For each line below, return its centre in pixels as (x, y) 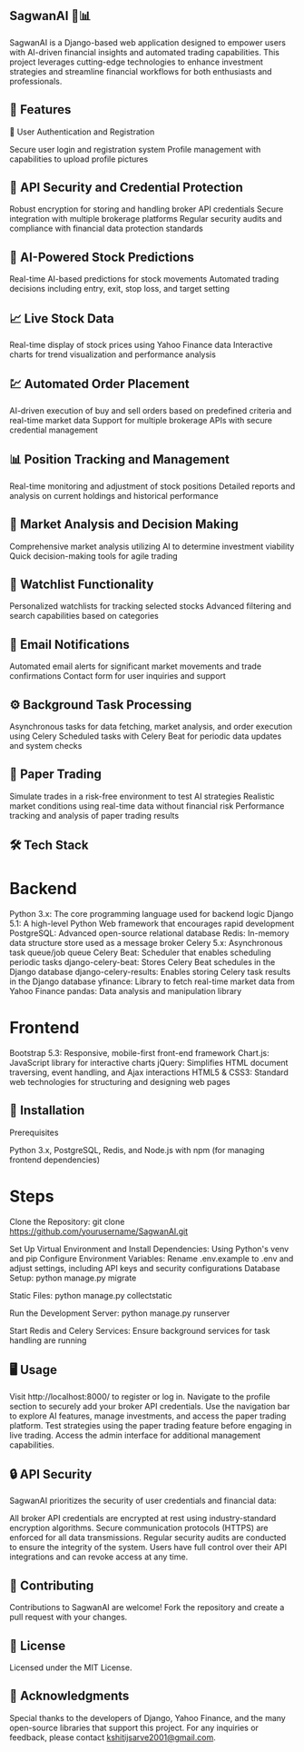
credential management (54, 430)
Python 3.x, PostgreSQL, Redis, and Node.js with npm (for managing (137, 1150)
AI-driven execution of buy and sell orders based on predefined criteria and (151, 410)
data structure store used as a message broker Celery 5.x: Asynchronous (146, 943)
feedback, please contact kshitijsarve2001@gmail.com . (113, 1737)
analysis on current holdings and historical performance (114, 495)
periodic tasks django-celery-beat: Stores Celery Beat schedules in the (142, 962)
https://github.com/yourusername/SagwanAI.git (99, 1231)
